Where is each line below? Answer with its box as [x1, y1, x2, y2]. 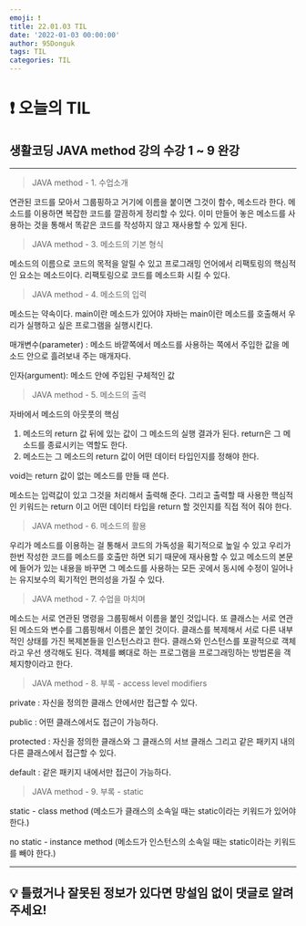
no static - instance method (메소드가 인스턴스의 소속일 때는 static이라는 [9, 837, 272, 847]
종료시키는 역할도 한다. [46, 440, 128, 450]
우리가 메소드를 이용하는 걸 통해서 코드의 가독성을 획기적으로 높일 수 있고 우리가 [9, 540, 291, 550]
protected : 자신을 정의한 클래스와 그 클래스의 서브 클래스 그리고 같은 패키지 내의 [9, 736, 296, 746]
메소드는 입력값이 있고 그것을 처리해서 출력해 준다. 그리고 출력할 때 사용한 [9, 490, 270, 500]
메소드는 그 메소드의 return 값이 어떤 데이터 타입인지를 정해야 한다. [22, 451, 260, 462]
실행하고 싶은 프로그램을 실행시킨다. [25, 320, 153, 330]
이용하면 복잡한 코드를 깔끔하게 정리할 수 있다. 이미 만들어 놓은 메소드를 [33, 208, 287, 219]
